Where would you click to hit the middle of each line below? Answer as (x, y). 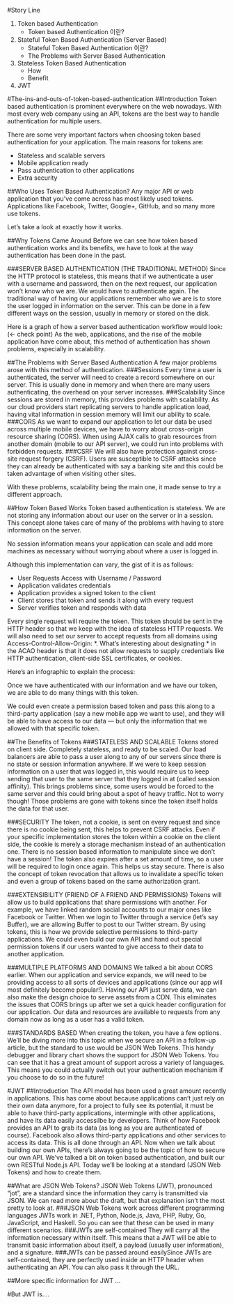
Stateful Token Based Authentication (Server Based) (92, 40)
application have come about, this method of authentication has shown (109, 342)
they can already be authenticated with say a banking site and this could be (115, 466)
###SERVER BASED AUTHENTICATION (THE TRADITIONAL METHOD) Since (116, 269)
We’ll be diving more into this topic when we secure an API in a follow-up (112, 1040)
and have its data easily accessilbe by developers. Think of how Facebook (114, 1120)
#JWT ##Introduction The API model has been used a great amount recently (117, 1091)
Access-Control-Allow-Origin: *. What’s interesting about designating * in (112, 643)
